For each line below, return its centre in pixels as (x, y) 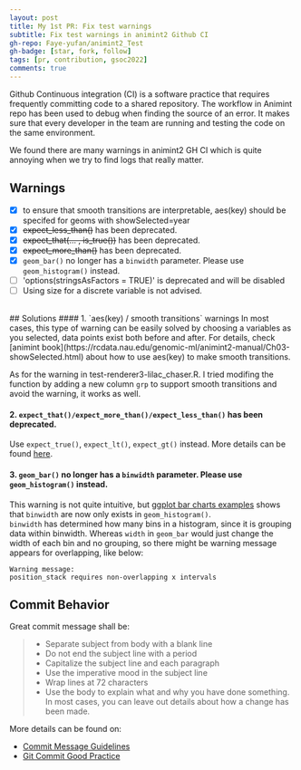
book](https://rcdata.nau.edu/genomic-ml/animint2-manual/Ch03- (166, 347)
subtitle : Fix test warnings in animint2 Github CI (109, 34)
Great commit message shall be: (69, 627)
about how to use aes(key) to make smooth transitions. (188, 357)
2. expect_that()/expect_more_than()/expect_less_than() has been (136, 414)
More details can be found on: (66, 729)
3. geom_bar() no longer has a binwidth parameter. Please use (126, 474)
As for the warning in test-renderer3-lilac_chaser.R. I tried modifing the (141, 375)
